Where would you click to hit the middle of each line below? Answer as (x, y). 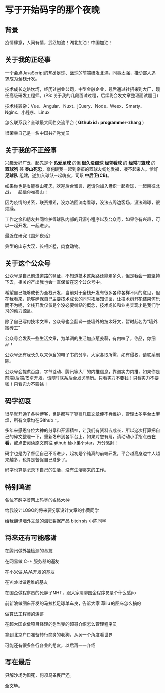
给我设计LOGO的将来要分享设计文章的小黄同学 (52, 510)
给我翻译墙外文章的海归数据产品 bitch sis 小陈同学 (56, 521)
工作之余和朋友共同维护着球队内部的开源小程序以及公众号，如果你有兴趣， (80, 219)
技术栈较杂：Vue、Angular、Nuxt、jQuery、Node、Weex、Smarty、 (75, 106)
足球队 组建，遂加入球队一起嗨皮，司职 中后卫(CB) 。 (58, 175)
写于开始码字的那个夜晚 (53, 10)
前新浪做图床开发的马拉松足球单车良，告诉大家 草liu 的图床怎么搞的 (73, 603)
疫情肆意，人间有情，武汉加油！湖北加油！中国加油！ (59, 43)
